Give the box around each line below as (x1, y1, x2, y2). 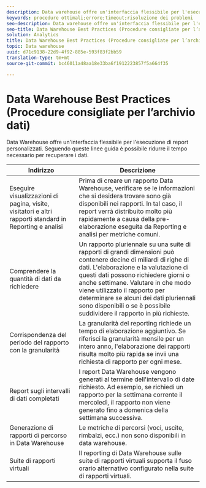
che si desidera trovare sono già (78, 192, 172, 200)
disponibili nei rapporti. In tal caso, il (78, 199, 182, 208)
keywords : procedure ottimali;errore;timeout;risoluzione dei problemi (6, 15, 193, 21)
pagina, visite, (9, 199, 50, 208)
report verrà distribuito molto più (78, 207, 173, 215)
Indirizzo (28, 166, 55, 175)
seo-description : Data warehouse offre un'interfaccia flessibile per (6, 20, 191, 26)
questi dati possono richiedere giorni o (78, 271, 190, 279)
